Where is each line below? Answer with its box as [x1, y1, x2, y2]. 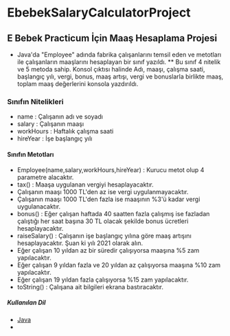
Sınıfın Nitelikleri [7, 96, 64, 106]
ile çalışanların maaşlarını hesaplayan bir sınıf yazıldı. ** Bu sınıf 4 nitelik [16, 58, 221, 66]
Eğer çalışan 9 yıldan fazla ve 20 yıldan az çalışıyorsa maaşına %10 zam [16, 260, 221, 269]
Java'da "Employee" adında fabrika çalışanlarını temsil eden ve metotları [16, 50, 222, 59]
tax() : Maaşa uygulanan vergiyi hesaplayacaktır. [16, 180, 154, 189]
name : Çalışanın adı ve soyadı [16, 112, 103, 121]
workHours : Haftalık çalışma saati [16, 127, 114, 136]
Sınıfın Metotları [7, 150, 54, 158]
